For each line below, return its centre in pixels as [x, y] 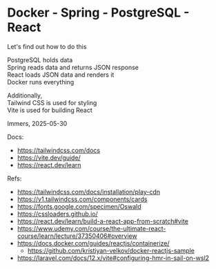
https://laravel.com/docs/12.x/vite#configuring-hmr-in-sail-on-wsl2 [113, 258]
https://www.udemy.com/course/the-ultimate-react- [91, 228]
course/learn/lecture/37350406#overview [77, 236]
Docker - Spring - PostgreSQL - [98, 13]
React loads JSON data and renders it [61, 75]
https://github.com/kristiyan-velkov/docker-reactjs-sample [111, 250]
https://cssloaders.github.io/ [57, 214]
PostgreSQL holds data [40, 59]
